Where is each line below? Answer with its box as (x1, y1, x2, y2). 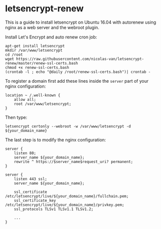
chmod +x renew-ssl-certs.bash (5, 65, 69, 70)
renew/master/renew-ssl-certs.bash (5, 61, 78, 65)
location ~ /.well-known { (5, 93, 61, 98)
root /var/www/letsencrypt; (14, 101, 71, 106)
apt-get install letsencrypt (5, 43, 65, 48)
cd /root (5, 52, 23, 57)
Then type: (5, 114, 28, 120)
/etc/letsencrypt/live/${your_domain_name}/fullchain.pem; (5, 194, 129, 198)
